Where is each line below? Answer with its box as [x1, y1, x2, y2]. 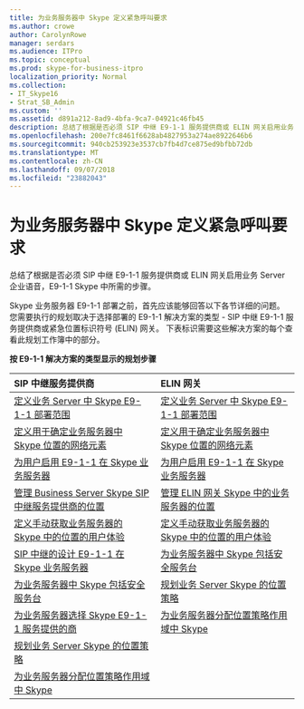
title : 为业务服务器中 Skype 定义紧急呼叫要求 [9, 13, 167, 23]
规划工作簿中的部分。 [24, 335, 105, 345]
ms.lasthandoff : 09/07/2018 [9, 165, 116, 174]
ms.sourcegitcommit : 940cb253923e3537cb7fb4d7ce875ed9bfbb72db [9, 140, 253, 149]
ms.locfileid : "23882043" [9, 173, 107, 182]
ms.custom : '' [9, 106, 63, 115]
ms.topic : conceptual [9, 55, 91, 64]
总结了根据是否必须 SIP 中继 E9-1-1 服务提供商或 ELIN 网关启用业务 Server [9, 269, 285, 281]
